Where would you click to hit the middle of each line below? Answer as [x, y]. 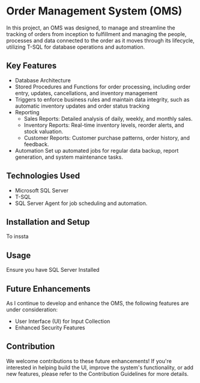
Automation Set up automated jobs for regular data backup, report [97, 150]
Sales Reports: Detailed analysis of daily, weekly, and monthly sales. [108, 118]
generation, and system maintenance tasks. [69, 157]
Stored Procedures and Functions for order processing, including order [103, 87]
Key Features [32, 66]
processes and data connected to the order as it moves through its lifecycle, [100, 40]
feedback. [36, 144]
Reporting [27, 112]
